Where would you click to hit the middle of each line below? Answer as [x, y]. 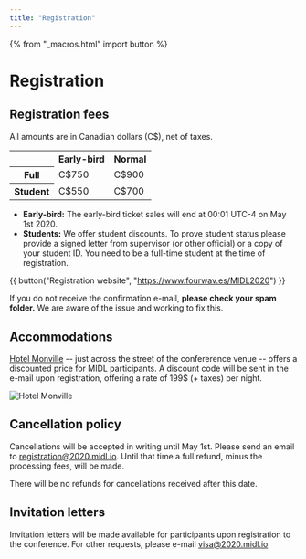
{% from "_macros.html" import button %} [89, 44]
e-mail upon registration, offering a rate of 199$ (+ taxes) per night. [136, 378]
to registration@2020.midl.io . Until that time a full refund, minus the [136, 456]
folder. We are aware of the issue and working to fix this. [116, 308]
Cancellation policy [65, 424]
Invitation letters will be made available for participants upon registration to [150, 534]
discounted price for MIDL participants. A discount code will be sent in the [149, 368]
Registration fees [59, 115]
